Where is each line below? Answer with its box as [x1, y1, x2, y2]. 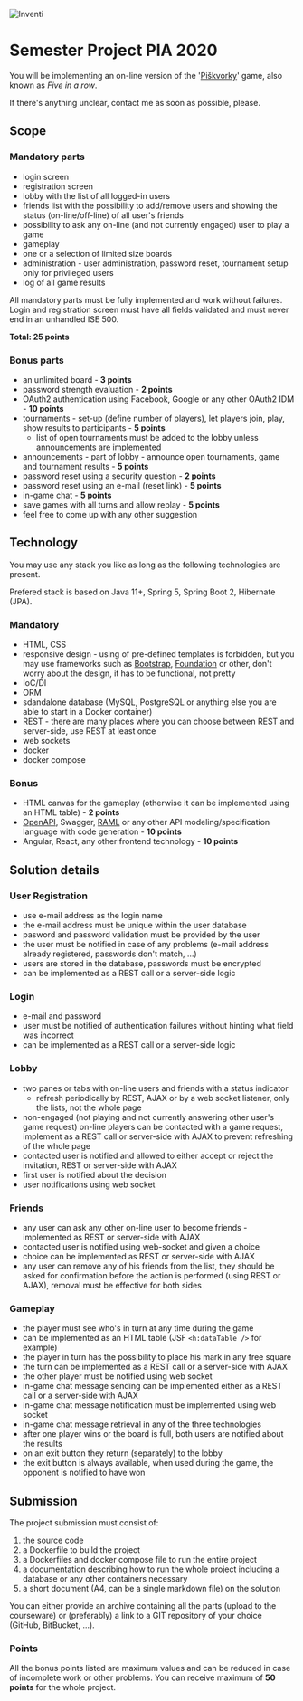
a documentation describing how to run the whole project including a [22, 1563, 280, 1574]
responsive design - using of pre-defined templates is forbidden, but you [22, 649, 295, 660]
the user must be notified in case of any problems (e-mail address [22, 939, 270, 950]
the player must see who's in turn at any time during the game [22, 1323, 254, 1334]
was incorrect [22, 1030, 74, 1041]
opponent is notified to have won [22, 1467, 146, 1478]
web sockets [22, 736, 71, 746]
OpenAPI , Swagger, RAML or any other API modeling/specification [22, 817, 270, 828]
